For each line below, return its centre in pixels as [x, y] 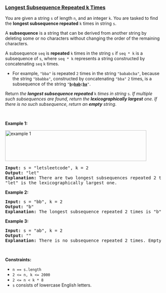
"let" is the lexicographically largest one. [61, 183]
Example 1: [17, 124]
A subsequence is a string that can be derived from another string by [76, 33]
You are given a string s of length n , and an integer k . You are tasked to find [82, 18]
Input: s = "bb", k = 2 [34, 202]
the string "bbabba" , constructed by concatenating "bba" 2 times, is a [82, 79]
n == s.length [27, 270]
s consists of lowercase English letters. [52, 285]
